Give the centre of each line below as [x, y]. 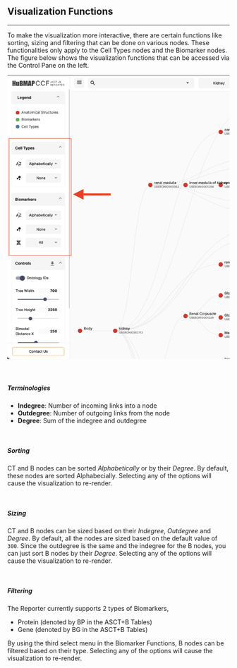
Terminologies [29, 388]
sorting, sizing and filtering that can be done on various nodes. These [109, 42]
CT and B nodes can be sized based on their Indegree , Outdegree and [109, 531]
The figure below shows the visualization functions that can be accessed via [119, 57]
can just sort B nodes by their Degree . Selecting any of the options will [110, 554]
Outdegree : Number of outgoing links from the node [94, 413]
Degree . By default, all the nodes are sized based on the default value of [113, 538]
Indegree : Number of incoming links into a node [87, 406]
